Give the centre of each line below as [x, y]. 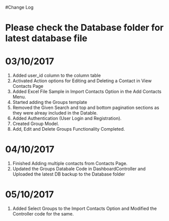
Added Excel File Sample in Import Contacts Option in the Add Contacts [87, 92]
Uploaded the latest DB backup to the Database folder [69, 174]
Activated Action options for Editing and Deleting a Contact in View [82, 81]
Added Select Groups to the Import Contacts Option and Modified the [85, 208]
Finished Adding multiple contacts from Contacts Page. [70, 163]
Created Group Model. [36, 124]
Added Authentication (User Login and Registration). [67, 119]
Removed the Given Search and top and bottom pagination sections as [86, 107]
